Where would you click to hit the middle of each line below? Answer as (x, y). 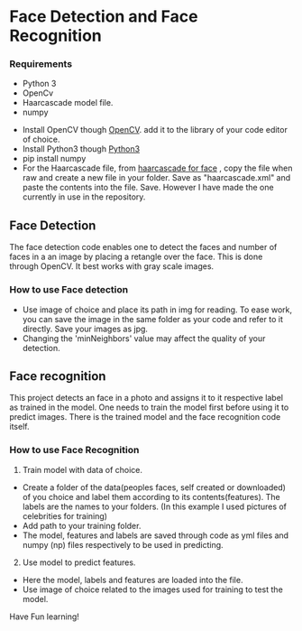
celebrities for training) (65, 515)
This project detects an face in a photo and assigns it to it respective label (146, 398)
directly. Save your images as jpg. (85, 329)
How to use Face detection (69, 290)
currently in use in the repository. (84, 197)
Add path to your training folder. (82, 525)
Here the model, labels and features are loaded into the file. (133, 580)
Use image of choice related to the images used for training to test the (153, 589)
